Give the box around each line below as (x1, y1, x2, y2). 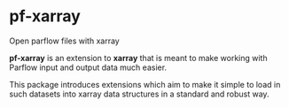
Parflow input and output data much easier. (9, 62, 167, 73)
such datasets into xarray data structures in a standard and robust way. (9, 89, 269, 99)
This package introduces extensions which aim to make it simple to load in (9, 79, 281, 89)
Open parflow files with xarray (9, 35, 120, 46)
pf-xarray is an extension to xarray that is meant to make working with (9, 52, 268, 63)
